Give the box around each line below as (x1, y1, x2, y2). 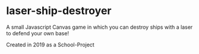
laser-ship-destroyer (6, 4, 112, 18)
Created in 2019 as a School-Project (6, 41, 95, 48)
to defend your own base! (6, 29, 70, 36)
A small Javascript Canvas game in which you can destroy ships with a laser (6, 23, 193, 31)
